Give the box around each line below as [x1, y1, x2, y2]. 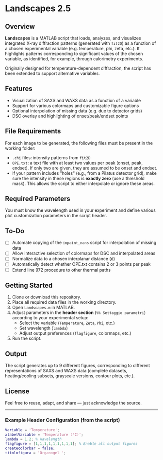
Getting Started [5, 281, 53, 290]
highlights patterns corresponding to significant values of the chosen [5, 51, 143, 56]
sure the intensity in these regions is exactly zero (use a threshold [12, 175, 145, 181]
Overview [5, 22, 35, 31]
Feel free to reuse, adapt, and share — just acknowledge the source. [5, 400, 142, 405]
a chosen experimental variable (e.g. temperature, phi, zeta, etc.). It [5, 46, 140, 51]
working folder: [5, 145, 35, 151]
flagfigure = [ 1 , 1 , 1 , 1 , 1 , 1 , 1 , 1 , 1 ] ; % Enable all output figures [5, 441, 138, 446]
